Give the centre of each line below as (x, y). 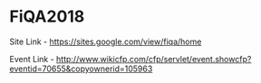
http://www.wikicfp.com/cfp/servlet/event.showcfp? (154, 59)
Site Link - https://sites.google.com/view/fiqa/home (106, 41)
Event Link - (32, 59)
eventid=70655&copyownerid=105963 (81, 69)
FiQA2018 (47, 17)
